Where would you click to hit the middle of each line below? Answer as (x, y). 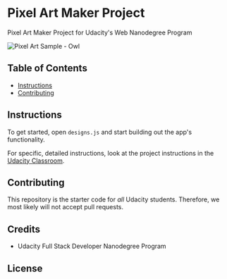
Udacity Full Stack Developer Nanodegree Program (92, 246)
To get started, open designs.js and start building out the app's (100, 132)
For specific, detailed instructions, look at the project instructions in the (111, 153)
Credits (24, 229)
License (25, 268)
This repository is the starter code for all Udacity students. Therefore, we (114, 199)
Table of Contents (48, 68)
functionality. (26, 139)
